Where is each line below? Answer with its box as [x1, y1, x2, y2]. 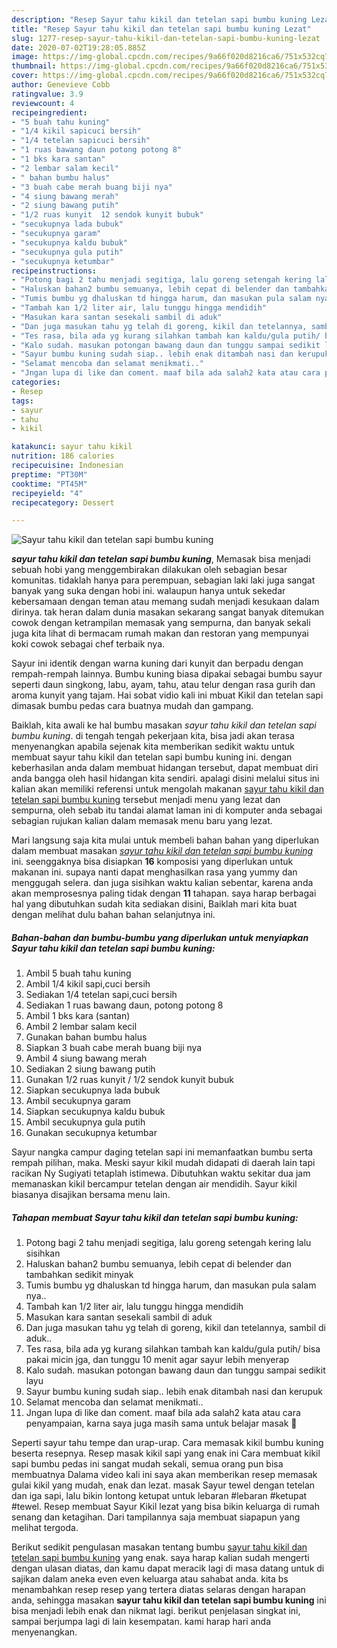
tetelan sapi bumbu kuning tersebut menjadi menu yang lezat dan [11, 794, 281, 806]
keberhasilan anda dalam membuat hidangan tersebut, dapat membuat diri [11, 762, 319, 774]
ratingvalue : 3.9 [11, 89, 84, 99]
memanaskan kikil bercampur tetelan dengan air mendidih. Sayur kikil [11, 1178, 298, 1190]
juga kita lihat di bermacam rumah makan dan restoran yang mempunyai [11, 627, 309, 640]
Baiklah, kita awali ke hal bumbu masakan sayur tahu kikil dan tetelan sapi [11, 719, 317, 731]
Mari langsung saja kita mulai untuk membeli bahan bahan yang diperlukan [11, 834, 320, 846]
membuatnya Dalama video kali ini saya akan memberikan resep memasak [11, 1469, 318, 1481]
